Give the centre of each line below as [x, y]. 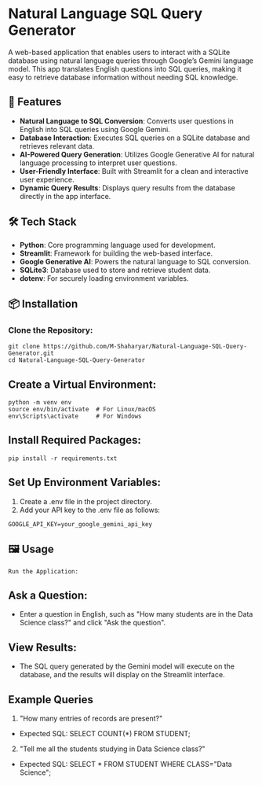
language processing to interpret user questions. [98, 163]
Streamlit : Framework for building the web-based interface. [116, 253]
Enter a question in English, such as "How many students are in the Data [136, 614]
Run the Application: [44, 571]
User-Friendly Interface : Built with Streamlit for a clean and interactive [134, 171]
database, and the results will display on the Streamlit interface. [122, 675]
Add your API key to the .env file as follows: [90, 510]
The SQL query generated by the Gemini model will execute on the [127, 666]
